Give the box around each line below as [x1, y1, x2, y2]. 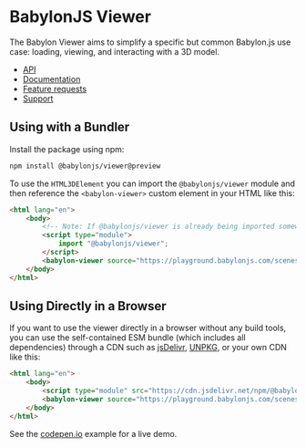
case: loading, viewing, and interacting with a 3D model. [9, 46, 220, 57]
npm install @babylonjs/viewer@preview [9, 161, 161, 171]
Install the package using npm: [9, 143, 125, 154]
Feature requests [22, 83, 87, 94]
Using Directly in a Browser [9, 298, 167, 314]
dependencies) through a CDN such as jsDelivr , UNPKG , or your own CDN [9, 342, 287, 353]
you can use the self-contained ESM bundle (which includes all [9, 332, 246, 343]
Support [22, 93, 54, 104]
